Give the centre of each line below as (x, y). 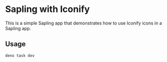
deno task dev (20, 55)
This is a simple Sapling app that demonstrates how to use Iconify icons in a (83, 23)
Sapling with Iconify (48, 9)
